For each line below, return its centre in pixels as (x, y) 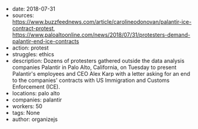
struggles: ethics (33, 54)
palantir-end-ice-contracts (45, 41)
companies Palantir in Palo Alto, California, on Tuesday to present (94, 67)
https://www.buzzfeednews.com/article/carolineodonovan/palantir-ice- (102, 22)
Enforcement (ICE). (36, 87)
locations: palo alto (36, 93)
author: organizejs (35, 119)
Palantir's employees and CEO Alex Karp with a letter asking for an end (101, 74)
